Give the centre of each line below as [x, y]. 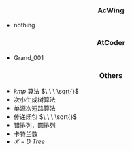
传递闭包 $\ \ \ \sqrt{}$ [45, 116]
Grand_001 [29, 57]
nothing [24, 25]
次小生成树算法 [34, 99]
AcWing [111, 10]
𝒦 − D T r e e [29, 141]
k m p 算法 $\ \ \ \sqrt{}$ [46, 91]
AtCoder [111, 43]
